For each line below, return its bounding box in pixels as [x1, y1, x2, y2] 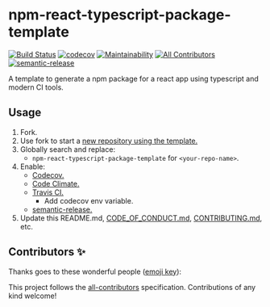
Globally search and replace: [19, 144, 115, 154]
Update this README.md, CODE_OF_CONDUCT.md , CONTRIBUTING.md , [19, 212, 263, 223]
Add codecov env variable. [44, 196, 134, 205]
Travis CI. [31, 187, 64, 197]
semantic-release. [31, 204, 93, 214]
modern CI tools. [8, 82, 64, 92]
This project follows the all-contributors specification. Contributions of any [8, 282, 256, 292]
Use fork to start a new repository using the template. [19, 136, 198, 145]
